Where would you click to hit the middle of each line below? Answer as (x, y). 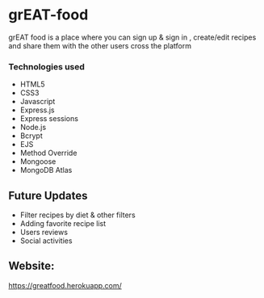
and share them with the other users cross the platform (100, 45)
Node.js (33, 128)
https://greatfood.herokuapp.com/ (65, 285)
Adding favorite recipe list (63, 224)
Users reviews (44, 233)
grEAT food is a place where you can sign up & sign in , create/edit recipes (132, 37)
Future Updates (48, 195)
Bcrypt (31, 136)
